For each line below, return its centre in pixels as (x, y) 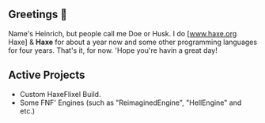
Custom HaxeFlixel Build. (60, 94)
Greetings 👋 (38, 15)
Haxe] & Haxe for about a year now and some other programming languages (133, 42)
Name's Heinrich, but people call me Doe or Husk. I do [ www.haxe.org (123, 33)
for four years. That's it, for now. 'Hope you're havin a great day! (113, 50)
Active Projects (47, 75)
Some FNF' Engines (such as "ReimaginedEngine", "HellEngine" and (131, 102)
